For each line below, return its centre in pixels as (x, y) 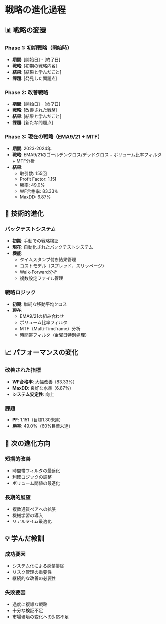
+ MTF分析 (23, 161)
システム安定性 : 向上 (33, 394)
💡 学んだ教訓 (25, 539)
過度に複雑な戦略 (30, 604)
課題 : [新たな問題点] (32, 123)
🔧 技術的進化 (24, 214)
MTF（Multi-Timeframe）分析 (50, 329)
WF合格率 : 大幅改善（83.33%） (45, 382)
